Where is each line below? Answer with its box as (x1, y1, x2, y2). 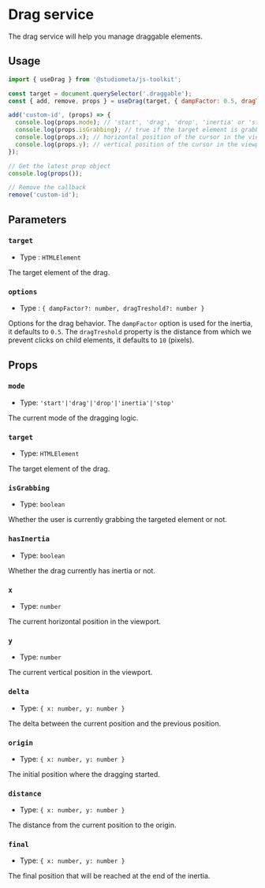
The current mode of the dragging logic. (8, 412, 139, 423)
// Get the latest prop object (8, 162, 111, 170)
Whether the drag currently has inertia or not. (8, 565, 156, 575)
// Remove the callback (8, 184, 87, 192)
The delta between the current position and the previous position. (8, 718, 222, 728)
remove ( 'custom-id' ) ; (8, 191, 80, 199)
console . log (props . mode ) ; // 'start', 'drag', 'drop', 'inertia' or (15, 118, 245, 127)
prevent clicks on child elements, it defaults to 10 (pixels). (8, 335, 195, 345)
